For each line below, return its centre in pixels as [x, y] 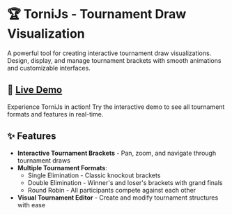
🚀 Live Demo [35, 90]
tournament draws [44, 160]
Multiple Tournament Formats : [62, 168]
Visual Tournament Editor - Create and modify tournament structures [118, 198]
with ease [31, 205]
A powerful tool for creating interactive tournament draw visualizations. [109, 53]
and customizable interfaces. [49, 68]
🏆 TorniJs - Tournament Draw [97, 14]
